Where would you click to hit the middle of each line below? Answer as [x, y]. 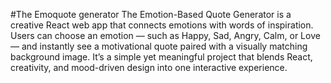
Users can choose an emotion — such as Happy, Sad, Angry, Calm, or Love [165, 35]
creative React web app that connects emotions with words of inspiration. [162, 25]
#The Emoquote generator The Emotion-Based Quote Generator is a [151, 14]
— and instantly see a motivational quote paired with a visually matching [159, 46]
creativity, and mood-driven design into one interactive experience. [149, 67]
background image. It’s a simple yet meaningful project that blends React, [161, 57]
